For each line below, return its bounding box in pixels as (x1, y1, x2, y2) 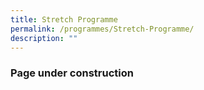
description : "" (10, 33, 78, 43)
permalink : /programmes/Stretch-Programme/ (10, 24, 195, 34)
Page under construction (10, 66, 134, 80)
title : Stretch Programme (10, 14, 118, 25)
